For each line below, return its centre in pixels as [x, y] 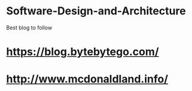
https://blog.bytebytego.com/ [83, 52]
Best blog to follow [29, 28]
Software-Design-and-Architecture [96, 11]
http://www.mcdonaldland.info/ [87, 79]
